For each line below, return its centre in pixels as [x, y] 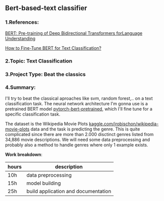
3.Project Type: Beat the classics [45, 74]
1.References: [22, 22]
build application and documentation [69, 191]
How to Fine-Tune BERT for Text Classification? [53, 48]
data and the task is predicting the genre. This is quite [85, 129]
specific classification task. [33, 114]
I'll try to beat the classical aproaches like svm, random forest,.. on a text [79, 98]
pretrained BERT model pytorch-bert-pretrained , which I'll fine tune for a [79, 109]
